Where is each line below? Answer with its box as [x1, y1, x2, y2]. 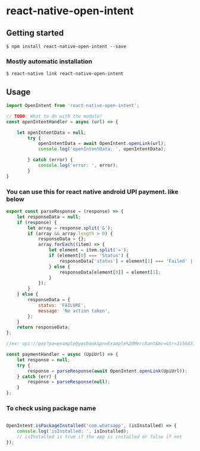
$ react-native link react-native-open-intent [6, 71, 124, 77]
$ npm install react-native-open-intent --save [6, 43, 127, 49]
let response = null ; [17, 357, 70, 363]
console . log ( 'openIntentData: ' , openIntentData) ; [37, 146, 167, 152]
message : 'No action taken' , [37, 308, 111, 314]
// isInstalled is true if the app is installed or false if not [17, 434, 183, 440]
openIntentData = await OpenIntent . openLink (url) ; [37, 141, 167, 147]
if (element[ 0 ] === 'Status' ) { [48, 253, 129, 259]
